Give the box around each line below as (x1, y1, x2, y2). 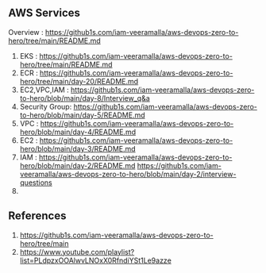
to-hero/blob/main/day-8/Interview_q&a (19, 93, 151, 102)
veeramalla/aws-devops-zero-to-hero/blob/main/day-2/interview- (19, 169, 237, 179)
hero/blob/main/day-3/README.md (19, 144, 137, 153)
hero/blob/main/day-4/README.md (19, 127, 137, 136)
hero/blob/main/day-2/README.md (19, 160, 136, 170)
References (8, 210, 67, 223)
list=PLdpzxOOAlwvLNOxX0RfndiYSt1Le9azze (19, 256, 172, 265)
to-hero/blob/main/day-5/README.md (19, 110, 145, 120)
